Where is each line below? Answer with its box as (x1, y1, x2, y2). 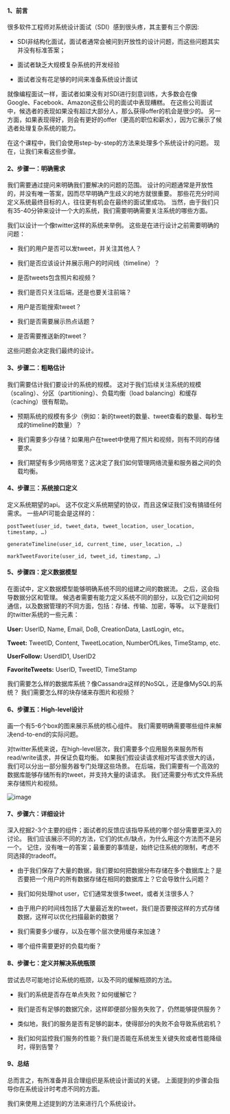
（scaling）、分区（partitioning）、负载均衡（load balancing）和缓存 (7, 389, 198, 397)
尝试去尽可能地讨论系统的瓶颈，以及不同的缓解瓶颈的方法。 (7, 975, 176, 984)
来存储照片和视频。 (7, 780, 62, 788)
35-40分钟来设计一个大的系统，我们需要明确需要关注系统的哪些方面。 (12, 207, 211, 215)
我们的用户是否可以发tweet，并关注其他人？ (16, 245, 142, 253)
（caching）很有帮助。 (7, 397, 72, 405)
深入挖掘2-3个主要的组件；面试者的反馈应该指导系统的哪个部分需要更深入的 (7, 826, 222, 834)
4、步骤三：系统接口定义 (7, 484, 78, 492)
